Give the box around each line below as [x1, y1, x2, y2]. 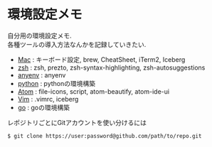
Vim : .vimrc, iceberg [17, 94, 79, 103]
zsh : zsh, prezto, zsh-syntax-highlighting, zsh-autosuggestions [17, 63, 206, 72]
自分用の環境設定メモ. [7, 31, 73, 40]
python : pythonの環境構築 [17, 79, 96, 87]
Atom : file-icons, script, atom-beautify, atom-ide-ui [17, 87, 169, 96]
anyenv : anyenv [17, 70, 66, 79]
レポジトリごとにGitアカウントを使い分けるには [7, 118, 147, 126]
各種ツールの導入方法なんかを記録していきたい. [7, 40, 147, 48]
